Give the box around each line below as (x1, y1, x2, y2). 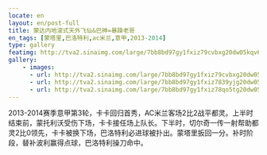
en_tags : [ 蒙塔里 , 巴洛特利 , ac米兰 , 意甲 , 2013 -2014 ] (8, 33, 167, 42)
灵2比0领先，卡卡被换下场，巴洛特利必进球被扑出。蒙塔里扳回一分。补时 (8, 128, 247, 138)
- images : (22, 64, 56, 72)
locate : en (8, 11, 44, 20)
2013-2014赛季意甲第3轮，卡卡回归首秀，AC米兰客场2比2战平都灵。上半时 (8, 108, 253, 118)
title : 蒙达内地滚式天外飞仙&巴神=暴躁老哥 (8, 26, 135, 34)
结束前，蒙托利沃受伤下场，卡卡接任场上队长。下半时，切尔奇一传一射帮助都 (8, 118, 259, 128)
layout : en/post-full (8, 19, 80, 27)
